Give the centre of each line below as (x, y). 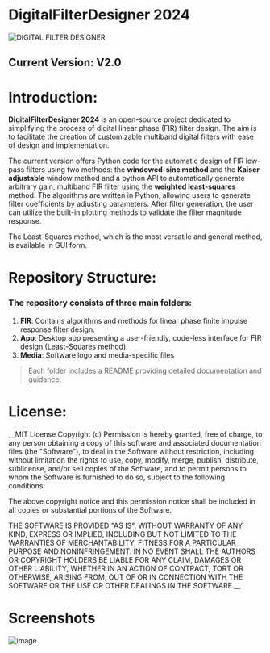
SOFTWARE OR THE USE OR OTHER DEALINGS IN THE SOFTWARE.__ (125, 585)
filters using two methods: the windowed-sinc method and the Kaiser (143, 170)
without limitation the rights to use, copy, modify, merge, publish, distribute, (134, 460)
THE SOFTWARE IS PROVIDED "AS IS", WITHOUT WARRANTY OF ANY (126, 525)
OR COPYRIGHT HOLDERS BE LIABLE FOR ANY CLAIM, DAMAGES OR (125, 559)
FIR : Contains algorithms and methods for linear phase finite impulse (134, 320)
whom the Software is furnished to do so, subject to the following (117, 477)
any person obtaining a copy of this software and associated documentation (135, 442)
